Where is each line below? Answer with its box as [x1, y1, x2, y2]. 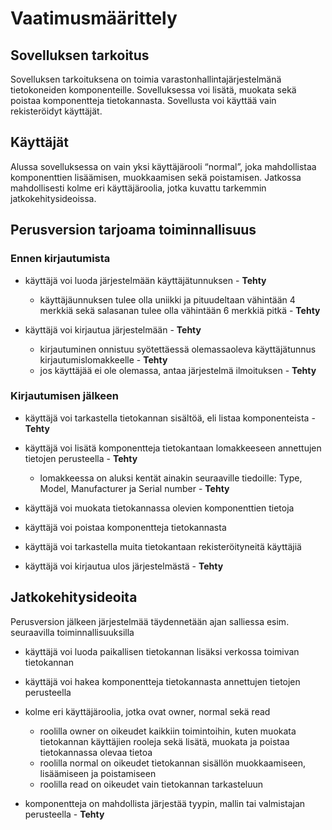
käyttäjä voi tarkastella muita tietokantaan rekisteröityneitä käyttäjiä [24, 540, 302, 552]
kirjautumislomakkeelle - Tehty [39, 353, 168, 366]
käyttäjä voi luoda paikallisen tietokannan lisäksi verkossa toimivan [24, 645, 300, 657]
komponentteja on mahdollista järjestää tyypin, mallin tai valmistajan [24, 797, 306, 809]
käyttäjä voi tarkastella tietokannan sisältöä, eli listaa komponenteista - [24, 412, 316, 424]
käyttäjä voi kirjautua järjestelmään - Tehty [24, 323, 202, 336]
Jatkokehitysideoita [10, 589, 138, 606]
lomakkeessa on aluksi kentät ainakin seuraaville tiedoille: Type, [39, 472, 303, 484]
